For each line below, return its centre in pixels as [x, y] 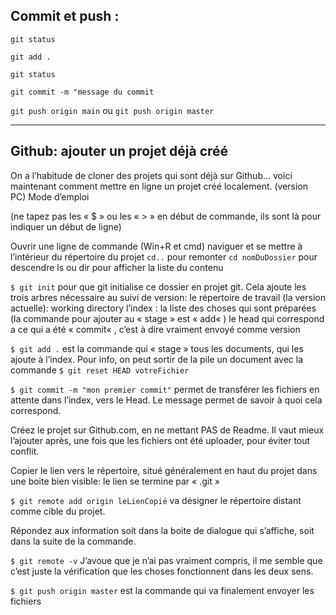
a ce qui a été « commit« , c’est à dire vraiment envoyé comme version [155, 329]
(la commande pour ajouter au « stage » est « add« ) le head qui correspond [167, 318]
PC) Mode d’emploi [50, 196]
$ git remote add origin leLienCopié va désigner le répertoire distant [156, 500]
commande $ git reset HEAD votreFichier [100, 370]
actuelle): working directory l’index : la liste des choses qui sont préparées [163, 308]
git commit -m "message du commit [82, 92]
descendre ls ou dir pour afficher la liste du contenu [117, 267]
